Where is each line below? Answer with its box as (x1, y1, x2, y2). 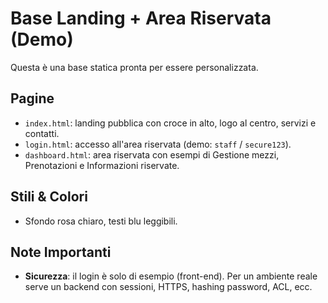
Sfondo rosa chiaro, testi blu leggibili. (24, 215, 178, 227)
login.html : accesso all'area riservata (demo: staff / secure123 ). (24, 138, 292, 150)
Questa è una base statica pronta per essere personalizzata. (10, 61, 259, 73)
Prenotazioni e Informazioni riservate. (24, 159, 180, 171)
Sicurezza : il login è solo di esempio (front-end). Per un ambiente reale (24, 270, 318, 282)
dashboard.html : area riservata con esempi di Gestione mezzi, (24, 148, 280, 161)
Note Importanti (10, 243, 112, 261)
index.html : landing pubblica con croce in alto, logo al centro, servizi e (24, 117, 317, 129)
